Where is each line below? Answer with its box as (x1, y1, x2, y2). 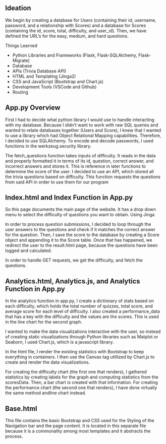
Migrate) (12, 57, 30, 63)
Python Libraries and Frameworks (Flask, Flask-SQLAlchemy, (12, 52, 137, 58)
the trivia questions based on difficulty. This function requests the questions (5, 174, 161, 180)
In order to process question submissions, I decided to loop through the (5, 221, 151, 227)
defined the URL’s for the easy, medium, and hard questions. (5, 33, 129, 39)
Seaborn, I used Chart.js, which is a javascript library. (5, 339, 114, 345)
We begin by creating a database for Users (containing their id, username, (5, 17, 157, 23)
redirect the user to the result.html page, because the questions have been (5, 243, 158, 249)
